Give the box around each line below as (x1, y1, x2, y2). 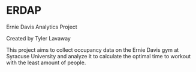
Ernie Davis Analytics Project (6, 23, 78, 30)
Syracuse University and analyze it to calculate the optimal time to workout (6, 52, 191, 60)
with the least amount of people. (6, 59, 86, 66)
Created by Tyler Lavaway (6, 35, 71, 42)
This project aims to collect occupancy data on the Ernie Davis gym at (6, 46, 179, 54)
